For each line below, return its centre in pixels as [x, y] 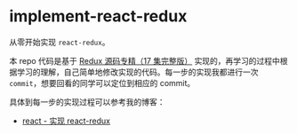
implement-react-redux [98, 16]
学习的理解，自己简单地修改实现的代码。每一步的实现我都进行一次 [137, 72]
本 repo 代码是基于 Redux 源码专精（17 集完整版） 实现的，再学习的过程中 [144, 60]
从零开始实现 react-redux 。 [60, 42]
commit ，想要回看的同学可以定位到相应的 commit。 [102, 83]
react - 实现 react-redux [66, 121]
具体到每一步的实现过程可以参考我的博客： [87, 102]
